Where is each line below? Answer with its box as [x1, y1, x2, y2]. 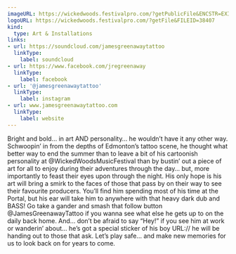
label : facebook [20, 75, 68, 83]
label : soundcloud [20, 56, 74, 63]
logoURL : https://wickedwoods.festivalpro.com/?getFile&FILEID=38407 [7, 17, 216, 24]
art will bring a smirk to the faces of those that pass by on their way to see [7, 179, 223, 187]
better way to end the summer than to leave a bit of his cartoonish [7, 149, 198, 158]
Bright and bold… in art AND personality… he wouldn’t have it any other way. [7, 134, 228, 143]
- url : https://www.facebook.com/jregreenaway [7, 63, 146, 70]
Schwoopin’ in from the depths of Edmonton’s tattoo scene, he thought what [7, 141, 228, 150]
